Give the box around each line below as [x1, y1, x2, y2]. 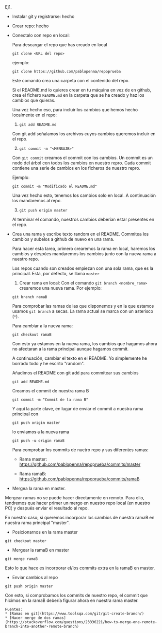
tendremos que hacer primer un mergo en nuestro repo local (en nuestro [5, 500, 150, 506]
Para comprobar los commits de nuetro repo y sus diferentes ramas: [12, 447, 149, 453]
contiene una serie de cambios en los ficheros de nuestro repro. [12, 165, 141, 171]
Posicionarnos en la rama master [12, 529, 78, 535]
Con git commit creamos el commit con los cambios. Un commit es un [12, 155, 153, 160]
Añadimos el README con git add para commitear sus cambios [12, 370, 139, 376]
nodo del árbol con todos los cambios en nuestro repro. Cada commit [12, 160, 151, 166]
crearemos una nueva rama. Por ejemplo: [19, 285, 102, 291]
